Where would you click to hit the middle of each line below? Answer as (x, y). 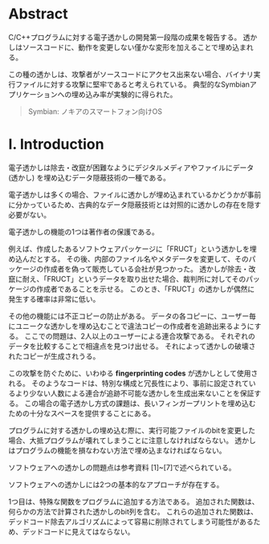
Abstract (38, 14)
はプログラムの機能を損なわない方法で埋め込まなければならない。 (117, 450)
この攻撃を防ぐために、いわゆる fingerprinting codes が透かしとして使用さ (133, 373)
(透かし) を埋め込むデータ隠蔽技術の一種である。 (90, 177)
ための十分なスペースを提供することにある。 (82, 413)
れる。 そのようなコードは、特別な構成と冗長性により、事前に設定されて (128, 383)
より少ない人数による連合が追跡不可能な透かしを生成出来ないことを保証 (134, 393)
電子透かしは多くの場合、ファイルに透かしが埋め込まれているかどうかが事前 (135, 194)
